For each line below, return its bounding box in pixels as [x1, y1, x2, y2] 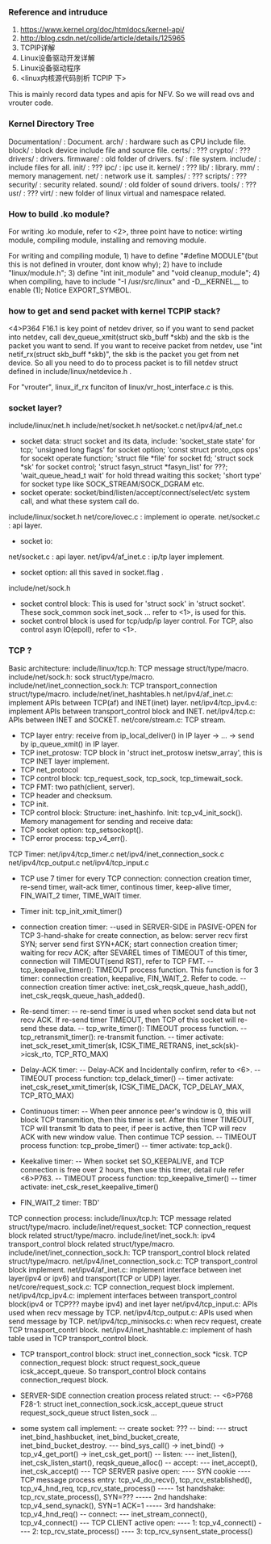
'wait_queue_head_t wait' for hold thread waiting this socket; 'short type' [19, 471, 262, 481]
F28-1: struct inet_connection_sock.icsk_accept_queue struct [19, 1399, 223, 1408]
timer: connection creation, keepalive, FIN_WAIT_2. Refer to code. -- [19, 973, 248, 983]
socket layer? [8, 402, 63, 414]
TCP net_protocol [19, 764, 79, 774]
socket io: [19, 536, 53, 546]
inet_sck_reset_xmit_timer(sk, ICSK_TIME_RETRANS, [19, 1041, 194, 1050]
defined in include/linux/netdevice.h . [8, 367, 132, 377]
